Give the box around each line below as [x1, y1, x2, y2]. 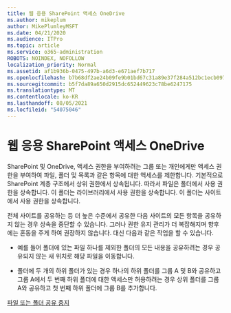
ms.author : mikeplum [7, 17, 67, 23]
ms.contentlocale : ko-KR [7, 94, 78, 101]
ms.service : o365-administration [7, 49, 103, 56]
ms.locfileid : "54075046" [7, 106, 81, 113]
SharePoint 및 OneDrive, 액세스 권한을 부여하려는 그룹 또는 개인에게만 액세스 [7, 162, 215, 170]
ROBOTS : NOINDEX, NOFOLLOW [7, 55, 85, 62]
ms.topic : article [7, 42, 60, 49]
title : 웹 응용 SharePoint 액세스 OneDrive [7, 10, 125, 17]
